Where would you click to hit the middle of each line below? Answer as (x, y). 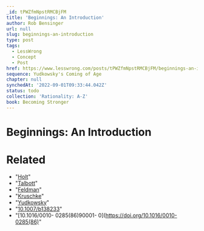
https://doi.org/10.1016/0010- (141, 215)
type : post (20, 40)
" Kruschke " (29, 196)
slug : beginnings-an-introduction (50, 35)
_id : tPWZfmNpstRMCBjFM (36, 12)
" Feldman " (29, 189)
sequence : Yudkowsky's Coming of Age (54, 74)
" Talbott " (26, 183)
